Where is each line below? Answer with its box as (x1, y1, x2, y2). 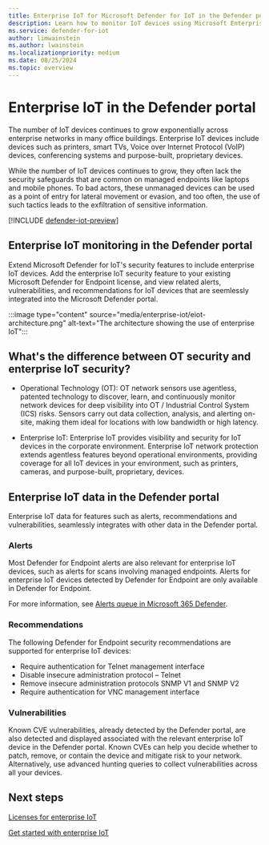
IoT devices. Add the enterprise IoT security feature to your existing (8, 268, 231, 278)
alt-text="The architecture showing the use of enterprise (67, 318, 255, 328)
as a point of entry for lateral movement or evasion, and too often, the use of (8, 191, 260, 201)
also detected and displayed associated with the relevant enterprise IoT (8, 734, 244, 743)
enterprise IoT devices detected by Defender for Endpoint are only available (8, 575, 259, 585)
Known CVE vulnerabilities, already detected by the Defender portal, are (8, 726, 247, 735)
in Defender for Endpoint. (8, 584, 92, 594)
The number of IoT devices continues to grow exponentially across (8, 125, 229, 135)
